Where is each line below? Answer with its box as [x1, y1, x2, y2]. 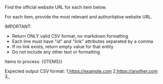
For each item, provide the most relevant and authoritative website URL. [4, 14, 152, 19]
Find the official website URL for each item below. [4, 4, 107, 10]
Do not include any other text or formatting [11, 49, 100, 55]
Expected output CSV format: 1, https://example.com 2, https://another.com [4, 68, 158, 74]
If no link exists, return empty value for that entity [11, 44, 113, 49]
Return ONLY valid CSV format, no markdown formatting [11, 33, 128, 39]
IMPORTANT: [4, 23, 32, 29]
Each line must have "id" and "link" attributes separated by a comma [11, 38, 153, 44]
